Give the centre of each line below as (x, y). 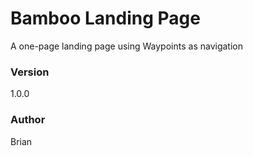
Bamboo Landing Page (105, 18)
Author (28, 120)
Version (30, 72)
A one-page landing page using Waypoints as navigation (126, 46)
